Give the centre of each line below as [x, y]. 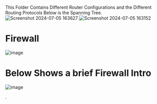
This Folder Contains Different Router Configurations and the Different [78, 7]
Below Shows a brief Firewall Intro [78, 73]
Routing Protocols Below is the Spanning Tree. [54, 13]
